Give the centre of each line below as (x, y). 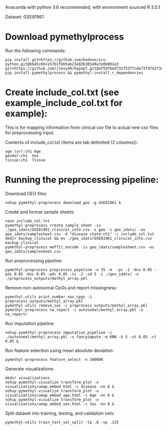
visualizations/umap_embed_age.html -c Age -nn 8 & (60, 395)
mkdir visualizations (28, 378)
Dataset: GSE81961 (24, 17)
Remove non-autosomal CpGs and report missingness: (61, 287)
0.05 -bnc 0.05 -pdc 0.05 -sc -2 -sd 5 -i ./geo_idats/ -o (77, 274)
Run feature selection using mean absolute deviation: (60, 350)
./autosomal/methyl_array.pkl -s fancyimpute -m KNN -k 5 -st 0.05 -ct (81, 337)
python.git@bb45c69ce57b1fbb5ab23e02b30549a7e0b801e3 (62, 64)
